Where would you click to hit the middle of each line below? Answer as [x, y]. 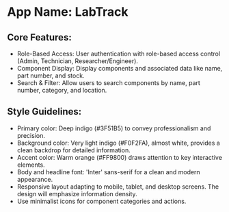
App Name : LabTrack [68, 12]
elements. [31, 165]
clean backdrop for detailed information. [74, 150]
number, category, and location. [62, 90]
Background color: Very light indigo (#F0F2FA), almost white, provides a [118, 143]
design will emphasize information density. [77, 193]
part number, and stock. [51, 75]
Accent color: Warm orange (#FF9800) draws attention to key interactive [119, 157]
